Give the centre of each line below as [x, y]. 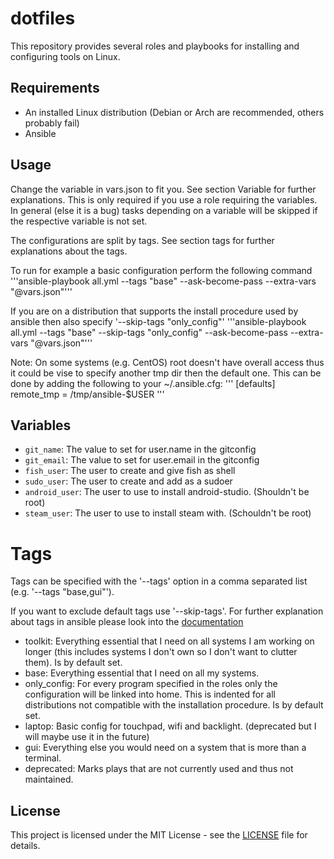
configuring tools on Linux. [65, 56]
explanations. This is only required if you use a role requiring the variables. [164, 199]
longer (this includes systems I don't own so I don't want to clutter [161, 652]
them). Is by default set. [73, 663]
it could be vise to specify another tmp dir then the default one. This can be [166, 373]
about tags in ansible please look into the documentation [127, 622]
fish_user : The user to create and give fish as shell [130, 471]
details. [25, 846]
